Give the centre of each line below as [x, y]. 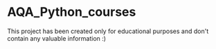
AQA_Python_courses [72, 12]
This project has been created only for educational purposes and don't [108, 31]
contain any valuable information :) [56, 38]
